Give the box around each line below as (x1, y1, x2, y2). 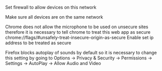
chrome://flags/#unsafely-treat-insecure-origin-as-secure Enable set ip (5, 35, 154, 40)
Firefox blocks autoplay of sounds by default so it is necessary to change (5, 50, 157, 55)
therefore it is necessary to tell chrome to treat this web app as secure (5, 29, 151, 35)
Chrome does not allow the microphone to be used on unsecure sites (5, 24, 148, 30)
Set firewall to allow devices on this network (5, 5, 97, 10)
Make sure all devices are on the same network (5, 14, 103, 20)
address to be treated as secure (5, 40, 71, 46)
